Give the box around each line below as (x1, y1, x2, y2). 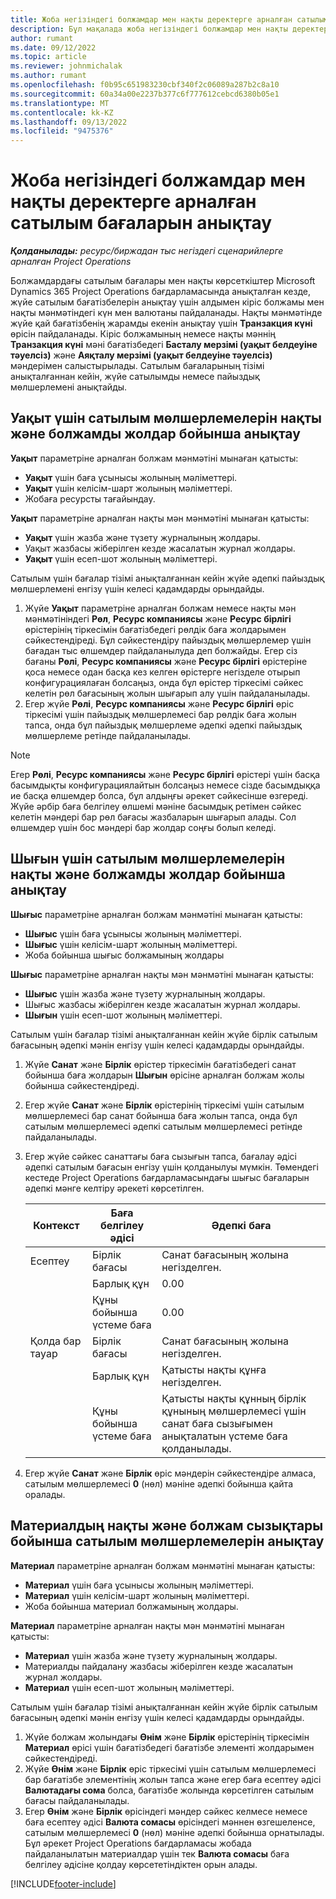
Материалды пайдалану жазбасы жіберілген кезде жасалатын (24, 1660, 294, 1672)
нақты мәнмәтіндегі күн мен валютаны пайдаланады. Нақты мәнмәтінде (10, 307, 323, 319)
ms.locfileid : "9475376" (10, 126, 114, 136)
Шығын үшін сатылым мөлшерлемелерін (10, 851, 286, 868)
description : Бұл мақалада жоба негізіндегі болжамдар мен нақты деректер (10, 24, 329, 34)
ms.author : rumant (10, 71, 87, 81)
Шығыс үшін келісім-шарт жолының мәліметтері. (24, 938, 238, 950)
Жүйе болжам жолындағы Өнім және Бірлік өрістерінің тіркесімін (24, 1731, 310, 1743)
